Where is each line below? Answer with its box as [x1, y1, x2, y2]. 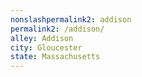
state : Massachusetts [10, 52, 101, 62]
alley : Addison [10, 33, 74, 43]
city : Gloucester [10, 42, 83, 53]
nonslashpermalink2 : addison [10, 14, 132, 25]
